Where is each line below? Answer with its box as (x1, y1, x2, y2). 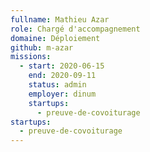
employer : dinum (28, 89, 97, 99)
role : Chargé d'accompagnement (10, 24, 141, 34)
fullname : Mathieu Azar (10, 14, 110, 25)
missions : (10, 52, 52, 62)
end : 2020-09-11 (28, 71, 97, 81)
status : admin (28, 80, 87, 90)
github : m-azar (10, 42, 74, 53)
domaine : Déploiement (10, 33, 101, 43)
